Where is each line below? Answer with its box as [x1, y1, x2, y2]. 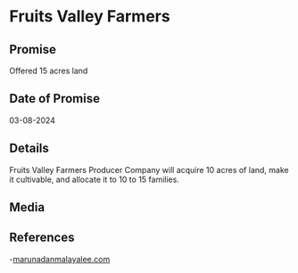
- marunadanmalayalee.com [9, 253, 111, 264]
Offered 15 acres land [9, 65, 88, 76]
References [9, 230, 75, 245]
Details [9, 141, 49, 156]
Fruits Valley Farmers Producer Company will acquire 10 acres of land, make [9, 164, 289, 175]
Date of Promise [9, 91, 101, 106]
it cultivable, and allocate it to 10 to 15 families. [9, 174, 180, 185]
